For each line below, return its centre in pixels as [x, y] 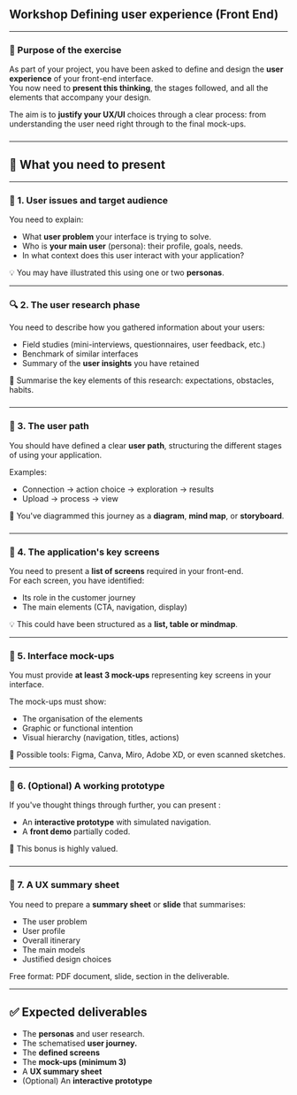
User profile [44, 930]
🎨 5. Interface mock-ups [62, 655]
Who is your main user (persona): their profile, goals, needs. [132, 246]
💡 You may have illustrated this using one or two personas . [117, 272]
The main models [53, 949]
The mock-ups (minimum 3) [74, 1061]
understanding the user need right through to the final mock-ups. [128, 124]
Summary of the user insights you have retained [110, 364]
